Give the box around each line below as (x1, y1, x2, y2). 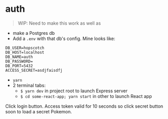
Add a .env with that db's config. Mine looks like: (12, 35, 116, 42)
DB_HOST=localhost (5, 50, 44, 55)
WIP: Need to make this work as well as (17, 20, 101, 26)
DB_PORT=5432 (5, 63, 33, 68)
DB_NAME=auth (5, 54, 33, 60)
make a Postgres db (12, 30, 55, 36)
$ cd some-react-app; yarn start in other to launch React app (20, 93, 152, 99)
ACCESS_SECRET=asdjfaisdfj (5, 68, 63, 73)
